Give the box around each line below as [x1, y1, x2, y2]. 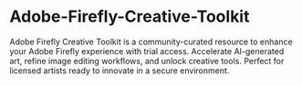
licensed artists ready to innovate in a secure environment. [9, 65, 230, 76]
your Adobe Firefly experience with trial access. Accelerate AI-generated [9, 45, 285, 56]
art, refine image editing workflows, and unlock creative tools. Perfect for [9, 55, 285, 66]
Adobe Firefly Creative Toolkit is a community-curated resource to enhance [9, 36, 294, 47]
